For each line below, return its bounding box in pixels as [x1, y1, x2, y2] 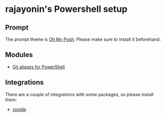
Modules [5, 51, 33, 59]
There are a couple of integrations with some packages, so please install [5, 91, 154, 97]
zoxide [12, 106, 26, 112]
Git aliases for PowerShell [12, 63, 65, 70]
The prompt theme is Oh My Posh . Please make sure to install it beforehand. [5, 36, 161, 42]
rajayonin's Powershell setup [5, 3, 128, 15]
